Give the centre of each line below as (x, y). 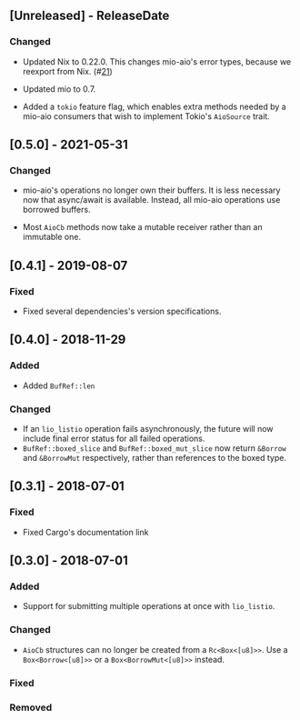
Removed (31, 707)
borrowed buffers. (56, 210)
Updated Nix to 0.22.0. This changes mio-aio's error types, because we (157, 61)
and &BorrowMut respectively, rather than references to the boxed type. (154, 458)
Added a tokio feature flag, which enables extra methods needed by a (154, 106)
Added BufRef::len (59, 385)
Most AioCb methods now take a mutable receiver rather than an (142, 227)
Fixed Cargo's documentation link (85, 532)
